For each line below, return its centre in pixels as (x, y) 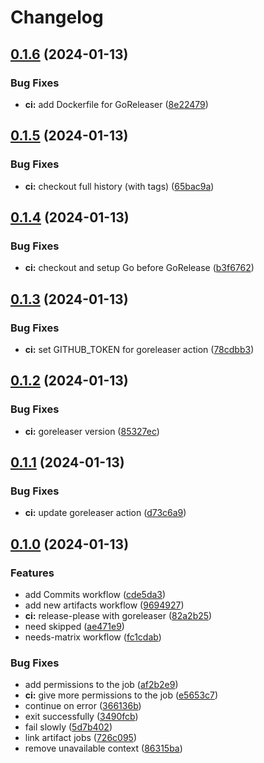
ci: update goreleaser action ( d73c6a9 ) (105, 513)
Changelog (57, 17)
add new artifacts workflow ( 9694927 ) (104, 605)
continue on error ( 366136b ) (83, 706)
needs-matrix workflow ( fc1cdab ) (93, 637)
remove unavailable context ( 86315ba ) (103, 748)
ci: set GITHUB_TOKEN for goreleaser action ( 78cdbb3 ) (139, 349)
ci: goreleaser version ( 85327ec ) (92, 431)
